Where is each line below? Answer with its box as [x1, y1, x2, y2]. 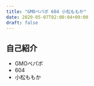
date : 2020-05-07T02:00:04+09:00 [6, 14, 89, 20]
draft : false [6, 20, 38, 26]
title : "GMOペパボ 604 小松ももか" [6, 8, 87, 15]
